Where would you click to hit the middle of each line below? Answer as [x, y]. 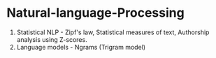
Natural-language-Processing [95, 13]
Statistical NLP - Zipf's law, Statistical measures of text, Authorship [113, 32]
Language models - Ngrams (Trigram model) [81, 47]
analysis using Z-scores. [52, 39]
